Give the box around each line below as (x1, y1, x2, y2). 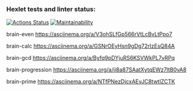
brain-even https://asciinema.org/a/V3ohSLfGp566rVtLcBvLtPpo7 (6, 31, 173, 38)
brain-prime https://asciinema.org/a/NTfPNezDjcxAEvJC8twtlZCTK (6, 78, 175, 86)
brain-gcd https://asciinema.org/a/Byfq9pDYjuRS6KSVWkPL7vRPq (6, 54, 175, 62)
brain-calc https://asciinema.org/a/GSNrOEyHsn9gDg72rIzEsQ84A (6, 42, 175, 50)
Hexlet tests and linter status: (6, 5, 96, 13)
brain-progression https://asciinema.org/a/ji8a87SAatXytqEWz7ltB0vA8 (6, 66, 187, 73)
